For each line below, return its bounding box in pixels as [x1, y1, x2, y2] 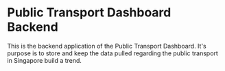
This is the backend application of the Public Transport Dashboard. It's [7, 42, 207, 50]
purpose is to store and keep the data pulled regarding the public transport [7, 49, 218, 57]
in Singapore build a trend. [7, 56, 82, 64]
